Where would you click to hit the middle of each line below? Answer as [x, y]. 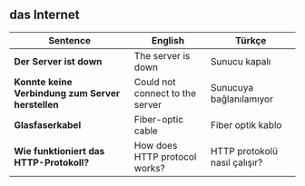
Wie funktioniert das [59, 151]
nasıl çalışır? [236, 162]
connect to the [165, 93]
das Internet [44, 15]
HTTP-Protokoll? [51, 162]
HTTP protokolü [244, 151]
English [167, 40]
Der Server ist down [58, 61]
